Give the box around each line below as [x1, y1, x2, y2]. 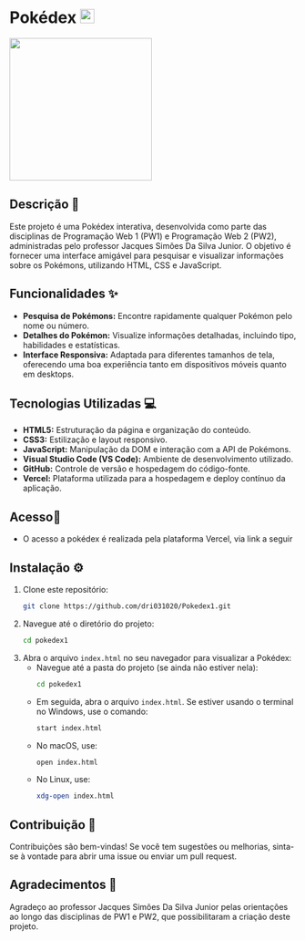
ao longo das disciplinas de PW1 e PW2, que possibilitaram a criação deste [9, 911, 291, 922]
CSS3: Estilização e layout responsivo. [22, 434, 168, 445]
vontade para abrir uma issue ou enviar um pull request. [26, 851, 238, 862]
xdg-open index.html [36, 791, 115, 801]
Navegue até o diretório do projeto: [22, 618, 155, 629]
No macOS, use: [36, 739, 98, 750]
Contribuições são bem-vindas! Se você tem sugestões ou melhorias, [9, 842, 271, 853]
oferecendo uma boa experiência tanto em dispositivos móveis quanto [22, 358, 287, 369]
